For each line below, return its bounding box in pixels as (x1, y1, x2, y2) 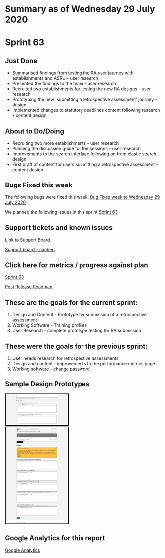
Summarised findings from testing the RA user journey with (12, 70, 134, 76)
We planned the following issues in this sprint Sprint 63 (5, 209, 118, 215)
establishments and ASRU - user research (12, 75, 98, 81)
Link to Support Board (5, 237, 50, 243)
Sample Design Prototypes (5, 380, 90, 388)
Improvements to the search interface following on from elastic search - (12, 151, 160, 157)
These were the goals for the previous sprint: (5, 342, 148, 350)
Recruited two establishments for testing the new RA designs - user (12, 86, 151, 92)
